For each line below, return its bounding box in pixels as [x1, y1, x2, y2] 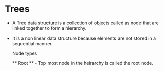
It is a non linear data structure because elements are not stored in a [12, 35, 156, 41]
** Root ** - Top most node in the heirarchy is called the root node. [12, 60, 154, 66]
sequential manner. [12, 40, 53, 46]
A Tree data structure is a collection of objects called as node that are [12, 20, 159, 26]
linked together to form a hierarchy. [12, 25, 87, 31]
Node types [12, 50, 37, 56]
